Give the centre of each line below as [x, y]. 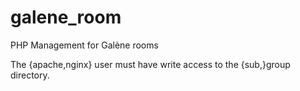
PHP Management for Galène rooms [84, 45]
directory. [30, 75]
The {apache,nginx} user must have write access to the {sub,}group [150, 64]
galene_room [66, 17]
